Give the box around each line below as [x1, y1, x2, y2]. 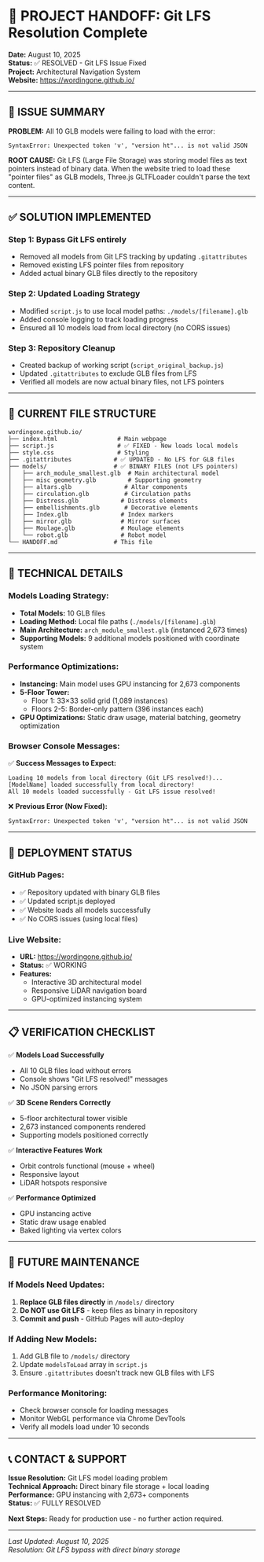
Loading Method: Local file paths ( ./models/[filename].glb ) [19, 616, 216, 626]
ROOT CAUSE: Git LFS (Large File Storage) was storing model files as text [8, 155, 247, 164]
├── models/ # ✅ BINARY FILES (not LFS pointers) [8, 462, 239, 470]
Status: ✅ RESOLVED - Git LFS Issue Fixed [8, 58, 147, 68]
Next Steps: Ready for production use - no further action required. [8, 1514, 224, 1523]
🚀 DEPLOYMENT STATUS [8, 846, 133, 859]
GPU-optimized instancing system [31, 994, 143, 1004]
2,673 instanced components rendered [19, 1122, 146, 1131]
